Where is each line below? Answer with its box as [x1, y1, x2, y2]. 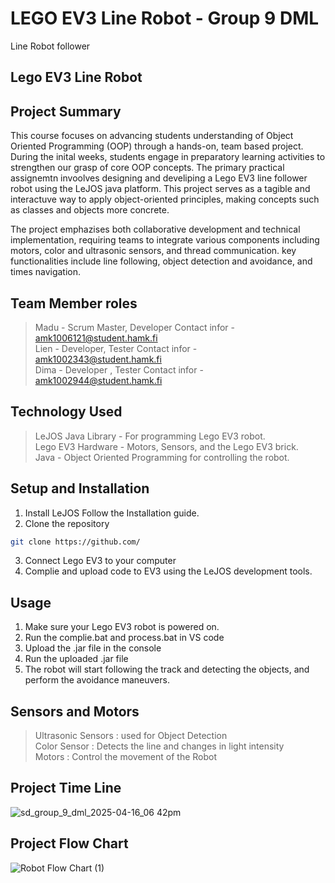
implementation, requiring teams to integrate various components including [10, 234, 320, 246]
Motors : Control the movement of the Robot [34, 751, 218, 763]
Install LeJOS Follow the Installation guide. [24, 507, 200, 519]
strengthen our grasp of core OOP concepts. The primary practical [10, 162, 285, 174]
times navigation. [10, 266, 82, 278]
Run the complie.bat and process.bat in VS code [24, 632, 225, 644]
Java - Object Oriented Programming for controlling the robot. [34, 451, 290, 463]
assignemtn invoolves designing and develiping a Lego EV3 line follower [10, 172, 308, 184]
